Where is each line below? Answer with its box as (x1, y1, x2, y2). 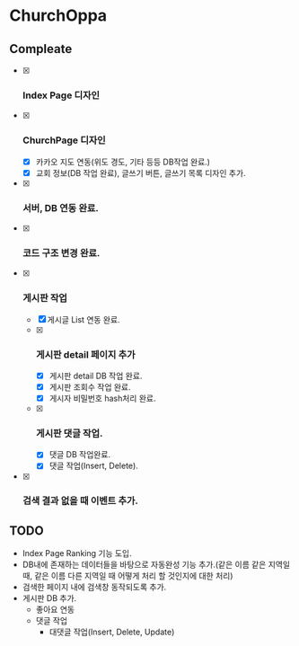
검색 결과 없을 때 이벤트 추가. (22, 495, 139, 508)
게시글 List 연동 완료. (47, 314, 120, 324)
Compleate (9, 41, 73, 57)
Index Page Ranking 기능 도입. (22, 548, 132, 559)
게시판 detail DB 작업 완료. (48, 370, 143, 381)
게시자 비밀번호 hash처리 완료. (48, 393, 156, 404)
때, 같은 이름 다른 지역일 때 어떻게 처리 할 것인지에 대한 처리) (22, 571, 233, 581)
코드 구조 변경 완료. (22, 246, 101, 259)
